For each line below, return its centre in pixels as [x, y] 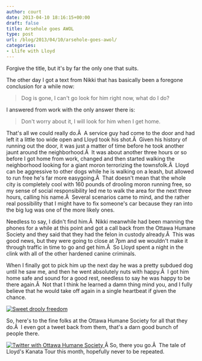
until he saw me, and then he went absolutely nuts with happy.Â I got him [98, 271]
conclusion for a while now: [40, 86]
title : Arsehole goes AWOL [40, 29]
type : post [20, 34]
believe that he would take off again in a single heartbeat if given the [91, 290]
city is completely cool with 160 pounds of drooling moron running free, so [99, 184]
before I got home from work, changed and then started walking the [90, 159]
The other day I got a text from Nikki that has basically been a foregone [95, 80]
